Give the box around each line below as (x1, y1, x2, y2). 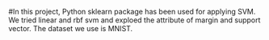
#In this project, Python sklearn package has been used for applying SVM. (8, 7, 256, 16)
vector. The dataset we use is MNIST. (8, 24, 133, 33)
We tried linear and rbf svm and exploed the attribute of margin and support (8, 15, 261, 25)
